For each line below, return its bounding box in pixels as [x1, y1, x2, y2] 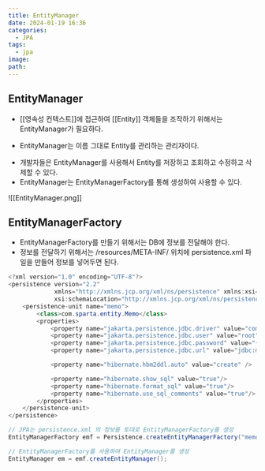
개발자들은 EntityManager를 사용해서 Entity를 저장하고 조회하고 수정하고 [19, 157, 244, 166]
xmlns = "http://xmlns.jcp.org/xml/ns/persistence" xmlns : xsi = [54, 288, 259, 296]
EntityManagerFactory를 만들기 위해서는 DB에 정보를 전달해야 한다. [19, 237, 230, 247]
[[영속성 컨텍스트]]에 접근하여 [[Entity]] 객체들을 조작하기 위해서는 [19, 114, 223, 123]
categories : [8, 26, 47, 34]
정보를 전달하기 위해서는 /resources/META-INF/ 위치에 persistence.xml [19, 248, 244, 257]
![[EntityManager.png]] [8, 193, 83, 202]
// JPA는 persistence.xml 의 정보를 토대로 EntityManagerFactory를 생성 [8, 426, 234, 434]
